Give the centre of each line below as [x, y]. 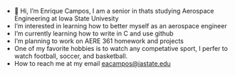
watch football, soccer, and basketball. [71, 56]
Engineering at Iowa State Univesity [66, 18]
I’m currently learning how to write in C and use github [94, 33]
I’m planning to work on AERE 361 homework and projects [99, 41]
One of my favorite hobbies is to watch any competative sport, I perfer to [121, 48]
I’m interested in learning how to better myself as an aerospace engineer [120, 26]
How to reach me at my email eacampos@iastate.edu [92, 63]
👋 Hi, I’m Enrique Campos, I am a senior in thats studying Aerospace [114, 11]
